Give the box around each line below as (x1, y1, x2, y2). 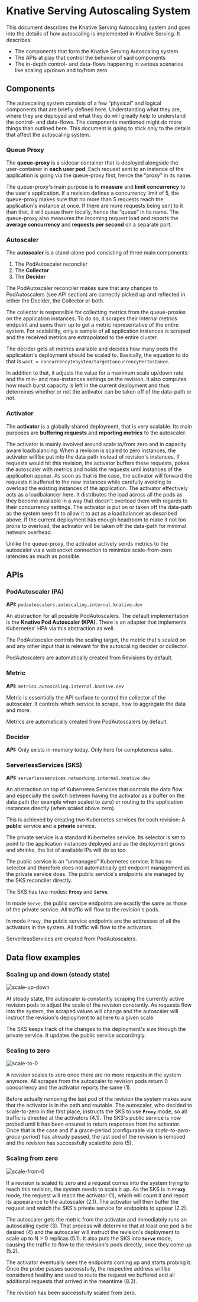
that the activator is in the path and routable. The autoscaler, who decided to (6, 1102, 193, 1109)
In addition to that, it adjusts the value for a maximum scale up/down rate (6, 369, 184, 376)
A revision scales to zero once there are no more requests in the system (6, 1071, 181, 1078)
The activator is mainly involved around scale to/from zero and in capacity (6, 440, 187, 447)
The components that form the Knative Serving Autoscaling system (14, 47, 178, 54)
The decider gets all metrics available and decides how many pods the (6, 345, 178, 353)
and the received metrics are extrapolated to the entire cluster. (6, 334, 158, 341)
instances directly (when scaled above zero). (6, 805, 116, 812)
